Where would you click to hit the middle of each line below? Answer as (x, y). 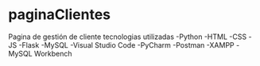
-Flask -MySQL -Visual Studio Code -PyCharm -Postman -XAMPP (126, 45)
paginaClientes (60, 15)
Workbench (54, 53)
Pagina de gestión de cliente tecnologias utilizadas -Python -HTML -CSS (128, 37)
